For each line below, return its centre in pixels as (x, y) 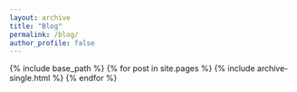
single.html (30, 78)
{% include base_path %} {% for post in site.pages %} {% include (132, 69)
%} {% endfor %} (85, 78)
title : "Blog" (36, 26)
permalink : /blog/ (44, 34)
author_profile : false (52, 43)
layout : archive (40, 18)
